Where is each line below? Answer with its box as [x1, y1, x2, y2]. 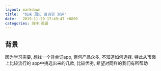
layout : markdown [5, 7, 41, 12]
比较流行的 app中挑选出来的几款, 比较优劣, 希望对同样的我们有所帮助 [9, 60, 148, 66]
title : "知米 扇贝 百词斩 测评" [5, 12, 67, 17]
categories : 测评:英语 [5, 21, 49, 26]
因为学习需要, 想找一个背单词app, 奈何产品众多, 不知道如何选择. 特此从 [5, 54, 147, 60]
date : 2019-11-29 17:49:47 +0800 [5, 16, 78, 21]
